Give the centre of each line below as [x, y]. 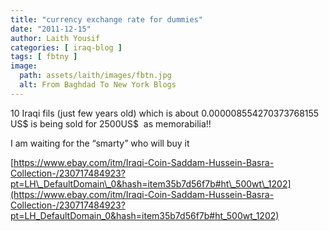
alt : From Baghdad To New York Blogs [98, 85]
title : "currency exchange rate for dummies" [106, 19]
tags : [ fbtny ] [44, 57]
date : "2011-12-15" [51, 29]
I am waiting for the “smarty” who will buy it [100, 143]
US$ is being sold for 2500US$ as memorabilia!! [111, 123]
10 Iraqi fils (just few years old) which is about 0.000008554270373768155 [165, 113]
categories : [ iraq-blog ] [66, 47]
